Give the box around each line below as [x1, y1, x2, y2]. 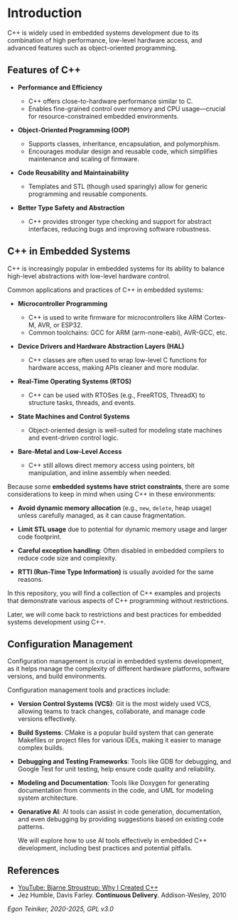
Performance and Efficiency [17, 83, 103, 92]
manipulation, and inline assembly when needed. [28, 468, 172, 477]
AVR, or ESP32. [38, 320, 83, 329]
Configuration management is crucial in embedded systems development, [7, 657, 224, 666]
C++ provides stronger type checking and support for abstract [28, 217, 212, 225]
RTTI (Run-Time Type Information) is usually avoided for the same [17, 567, 215, 576]
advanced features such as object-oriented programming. [7, 43, 178, 52]
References [7, 865, 60, 877]
